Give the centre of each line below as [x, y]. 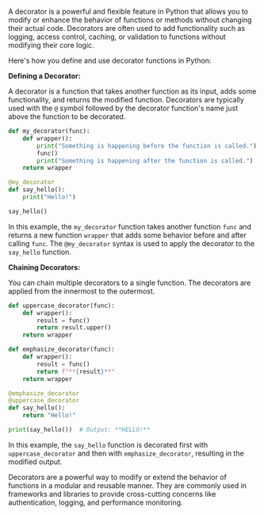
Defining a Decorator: [44, 76]
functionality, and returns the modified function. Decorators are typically [126, 100]
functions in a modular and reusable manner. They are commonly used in [128, 485]
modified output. [35, 461]
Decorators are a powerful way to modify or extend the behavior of [118, 477]
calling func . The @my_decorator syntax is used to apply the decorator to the [132, 243]
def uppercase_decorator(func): [61, 306]
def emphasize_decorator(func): [61, 350]
